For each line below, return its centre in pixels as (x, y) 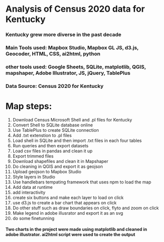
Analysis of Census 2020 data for (75, 9)
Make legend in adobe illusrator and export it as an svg (68, 213)
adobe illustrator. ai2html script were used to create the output (71, 235)
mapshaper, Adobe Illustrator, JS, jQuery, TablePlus (68, 73)
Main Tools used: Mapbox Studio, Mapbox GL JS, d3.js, (72, 48)
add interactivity (29, 192)
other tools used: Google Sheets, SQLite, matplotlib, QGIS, (76, 67)
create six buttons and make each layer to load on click (68, 197)
